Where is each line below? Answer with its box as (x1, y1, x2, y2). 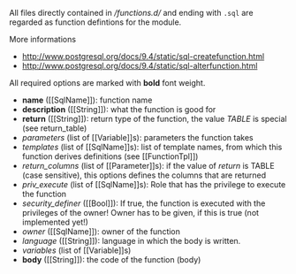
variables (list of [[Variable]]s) (21, 245, 132, 255)
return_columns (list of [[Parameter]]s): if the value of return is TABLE (21, 161, 276, 171)
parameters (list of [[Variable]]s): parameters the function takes (21, 133, 254, 142)
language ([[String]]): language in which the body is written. (21, 236, 241, 246)
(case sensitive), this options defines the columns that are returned (21, 170, 267, 180)
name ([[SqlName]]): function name (21, 95, 153, 105)
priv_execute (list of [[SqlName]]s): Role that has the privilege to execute (21, 179, 286, 189)
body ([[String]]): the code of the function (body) (21, 255, 201, 264)
